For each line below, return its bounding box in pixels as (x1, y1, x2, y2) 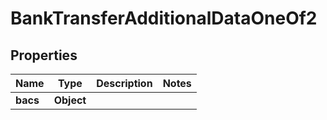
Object (53, 93, 87, 107)
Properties (10, 47, 78, 64)
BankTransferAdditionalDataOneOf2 (10, 7, 318, 30)
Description (96, 77, 153, 90)
